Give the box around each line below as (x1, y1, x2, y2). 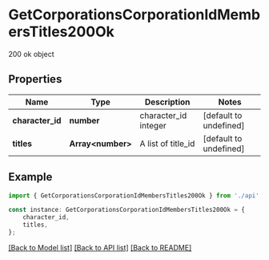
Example (8, 170, 53, 184)
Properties (8, 72, 62, 86)
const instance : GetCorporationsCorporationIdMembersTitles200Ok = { (8, 206, 246, 214)
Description (144, 96, 191, 108)
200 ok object (8, 49, 54, 59)
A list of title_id (139, 138, 195, 149)
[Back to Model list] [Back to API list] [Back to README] (8, 242, 192, 252)
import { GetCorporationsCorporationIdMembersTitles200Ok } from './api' (8, 191, 260, 200)
